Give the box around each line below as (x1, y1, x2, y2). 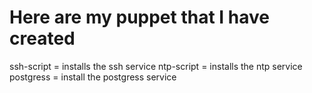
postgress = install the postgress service (9, 71, 177, 83)
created (9, 27, 76, 50)
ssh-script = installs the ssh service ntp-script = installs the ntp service (9, 60, 303, 72)
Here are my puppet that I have (9, 6, 270, 29)
